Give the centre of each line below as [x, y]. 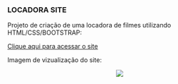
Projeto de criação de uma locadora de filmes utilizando [89, 25]
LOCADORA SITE [37, 10]
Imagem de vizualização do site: [54, 60]
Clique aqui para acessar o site [53, 47]
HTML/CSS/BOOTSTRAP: [45, 32]
